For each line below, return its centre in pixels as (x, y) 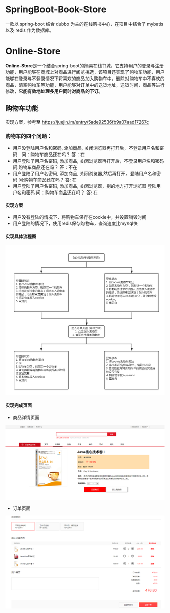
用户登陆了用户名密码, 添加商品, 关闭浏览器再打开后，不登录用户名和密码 (88, 161)
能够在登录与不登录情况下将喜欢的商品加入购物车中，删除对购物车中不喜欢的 (85, 78)
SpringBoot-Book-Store (56, 9)
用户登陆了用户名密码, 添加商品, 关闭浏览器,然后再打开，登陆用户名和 (84, 173)
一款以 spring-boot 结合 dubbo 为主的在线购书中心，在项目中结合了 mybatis (84, 24)
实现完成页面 (18, 405)
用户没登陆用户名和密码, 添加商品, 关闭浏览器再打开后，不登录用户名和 (86, 148)
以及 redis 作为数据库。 (30, 30)
